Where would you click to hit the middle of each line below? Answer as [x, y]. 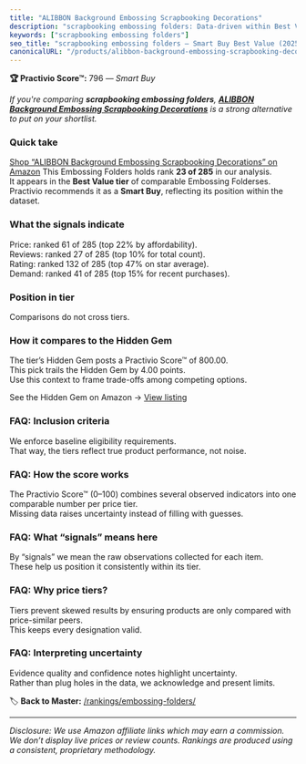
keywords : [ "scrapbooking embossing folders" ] [99, 35]
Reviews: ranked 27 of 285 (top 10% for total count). [107, 254]
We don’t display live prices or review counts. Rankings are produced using [151, 740]
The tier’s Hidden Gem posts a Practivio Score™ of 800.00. [119, 360]
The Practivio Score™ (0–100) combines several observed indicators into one [153, 494]
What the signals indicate [67, 224]
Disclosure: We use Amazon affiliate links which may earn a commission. [147, 730]
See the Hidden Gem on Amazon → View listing [98, 397]
